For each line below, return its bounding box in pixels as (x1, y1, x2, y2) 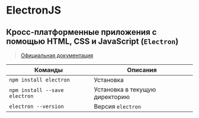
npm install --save (9, 87, 64, 93)
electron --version (9, 103, 64, 110)
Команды (34, 66, 63, 74)
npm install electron (9, 77, 70, 83)
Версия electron (94, 103, 141, 110)
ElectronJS (6, 4, 62, 17)
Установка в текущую (94, 86, 156, 93)
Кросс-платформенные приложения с (6, 27, 157, 37)
